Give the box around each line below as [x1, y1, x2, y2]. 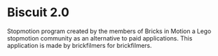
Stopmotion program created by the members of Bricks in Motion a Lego [7, 27, 212, 35]
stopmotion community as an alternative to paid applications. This [7, 34, 193, 42]
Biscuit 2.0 [7, 5, 70, 20]
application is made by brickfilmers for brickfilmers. [7, 41, 152, 49]
